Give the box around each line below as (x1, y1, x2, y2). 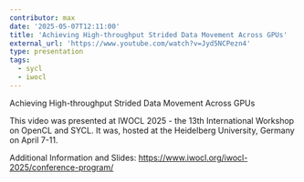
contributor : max (9, 13, 76, 23)
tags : (9, 56, 30, 65)
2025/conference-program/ (9, 161, 114, 173)
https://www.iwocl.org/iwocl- (138, 152, 248, 163)
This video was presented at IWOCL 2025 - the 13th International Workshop (9, 115, 295, 126)
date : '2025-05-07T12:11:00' (9, 22, 121, 31)
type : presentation (9, 47, 84, 56)
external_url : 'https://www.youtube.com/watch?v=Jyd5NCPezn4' (9, 38, 251, 48)
